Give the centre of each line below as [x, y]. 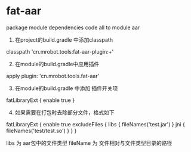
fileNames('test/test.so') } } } [41, 131]
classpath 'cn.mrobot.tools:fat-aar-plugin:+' [60, 51]
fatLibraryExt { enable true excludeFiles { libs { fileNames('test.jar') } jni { [95, 124]
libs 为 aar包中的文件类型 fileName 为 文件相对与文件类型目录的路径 [89, 143]
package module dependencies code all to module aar [73, 27]
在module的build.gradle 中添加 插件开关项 [66, 88]
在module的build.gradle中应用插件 [57, 64]
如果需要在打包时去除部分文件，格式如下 [64, 112]
